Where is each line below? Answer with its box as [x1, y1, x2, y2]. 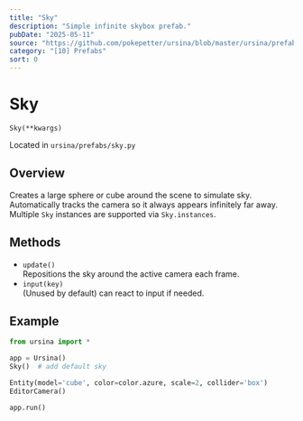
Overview [9, 166, 66, 181]
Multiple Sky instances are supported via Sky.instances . [9, 208, 216, 219]
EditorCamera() [9, 387, 67, 396]
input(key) [22, 279, 64, 288]
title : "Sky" [9, 13, 59, 23]
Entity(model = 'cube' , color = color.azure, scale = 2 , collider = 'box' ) [9, 379, 269, 388]
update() [22, 261, 56, 270]
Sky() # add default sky [9, 362, 106, 371]
